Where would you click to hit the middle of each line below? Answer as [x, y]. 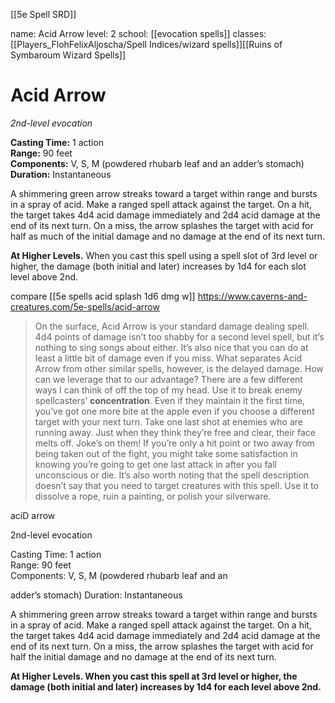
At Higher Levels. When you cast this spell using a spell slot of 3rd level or [164, 255]
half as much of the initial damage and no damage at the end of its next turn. [168, 236]
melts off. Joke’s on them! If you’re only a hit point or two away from [174, 443]
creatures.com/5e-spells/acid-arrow [85, 306]
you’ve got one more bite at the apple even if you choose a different [174, 411]
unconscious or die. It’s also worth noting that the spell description [172, 475]
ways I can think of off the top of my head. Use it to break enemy [168, 390]
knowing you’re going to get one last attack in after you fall [155, 464]
